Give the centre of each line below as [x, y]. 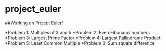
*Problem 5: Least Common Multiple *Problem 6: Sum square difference [80, 43]
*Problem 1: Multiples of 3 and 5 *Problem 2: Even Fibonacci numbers [78, 32]
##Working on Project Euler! [34, 23]
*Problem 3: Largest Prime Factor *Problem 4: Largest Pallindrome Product [83, 38]
